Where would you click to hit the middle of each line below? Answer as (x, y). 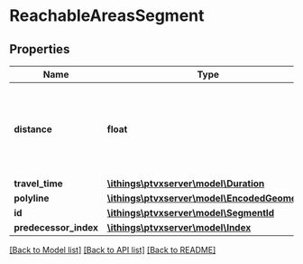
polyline (32, 198)
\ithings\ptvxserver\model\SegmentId (191, 213)
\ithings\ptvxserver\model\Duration (186, 184)
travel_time (38, 184)
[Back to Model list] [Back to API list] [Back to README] (113, 250)
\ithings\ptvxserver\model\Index (179, 227)
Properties (40, 49)
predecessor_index (56, 227)
